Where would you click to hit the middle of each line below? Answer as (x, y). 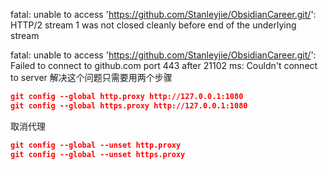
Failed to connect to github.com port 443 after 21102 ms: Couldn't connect (164, 65)
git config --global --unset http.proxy (96, 145)
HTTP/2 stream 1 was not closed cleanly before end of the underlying (153, 25)
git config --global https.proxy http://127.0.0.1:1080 (129, 105)
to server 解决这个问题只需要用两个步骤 (91, 77)
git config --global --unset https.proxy (98, 154)
